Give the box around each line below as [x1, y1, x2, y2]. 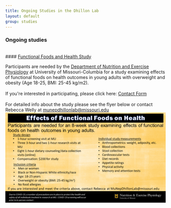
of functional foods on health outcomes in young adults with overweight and [5, 74, 165, 80]
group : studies [5, 19, 38, 24]
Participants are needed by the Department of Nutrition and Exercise [5, 63, 149, 69]
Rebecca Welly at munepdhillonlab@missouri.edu [5, 107, 109, 113]
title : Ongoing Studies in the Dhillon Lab [5, 8, 99, 13]
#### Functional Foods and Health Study [5, 54, 92, 60]
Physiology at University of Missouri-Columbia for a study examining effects [5, 69, 165, 75]
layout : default [5, 13, 40, 19]
